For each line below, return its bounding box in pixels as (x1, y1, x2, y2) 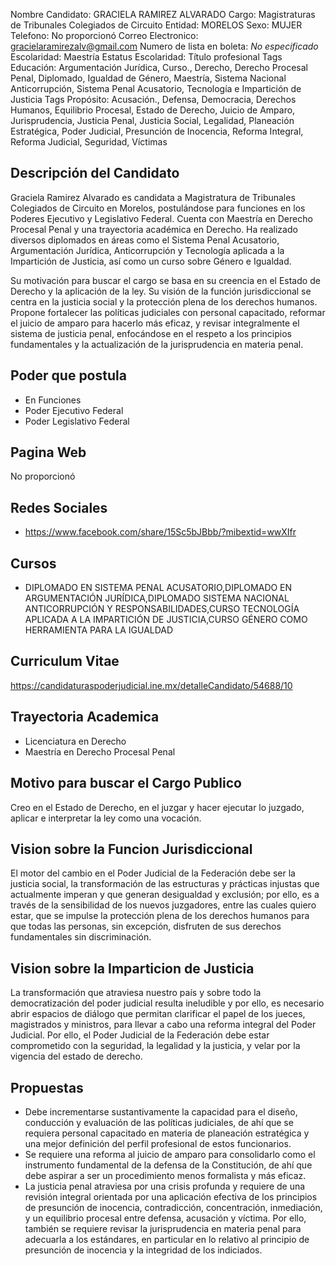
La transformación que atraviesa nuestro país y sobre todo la (10, 987, 262, 999)
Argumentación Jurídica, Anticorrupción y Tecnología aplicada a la (10, 244, 285, 256)
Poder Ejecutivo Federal (24, 404, 124, 416)
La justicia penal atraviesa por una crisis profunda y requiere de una (24, 1180, 306, 1192)
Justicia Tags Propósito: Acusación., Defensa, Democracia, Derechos (10, 94, 297, 105)
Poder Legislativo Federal (24, 415, 130, 427)
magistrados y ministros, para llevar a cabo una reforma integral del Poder (10, 1019, 317, 1031)
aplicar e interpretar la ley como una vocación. (10, 812, 202, 824)
